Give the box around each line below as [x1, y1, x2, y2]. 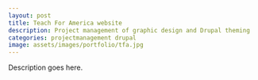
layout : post [8, 11, 52, 20]
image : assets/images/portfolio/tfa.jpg [8, 41, 144, 49]
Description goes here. [8, 63, 83, 72]
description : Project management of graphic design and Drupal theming [8, 26, 250, 34]
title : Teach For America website [8, 19, 123, 27]
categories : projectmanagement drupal [8, 33, 137, 42]
